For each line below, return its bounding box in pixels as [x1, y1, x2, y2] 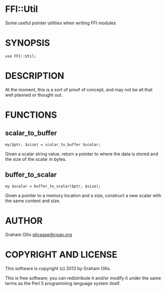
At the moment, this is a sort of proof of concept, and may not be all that [5, 86, 153, 92]
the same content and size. [5, 198, 60, 204]
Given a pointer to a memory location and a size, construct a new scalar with [5, 192, 162, 198]
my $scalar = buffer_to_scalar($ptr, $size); [5, 184, 101, 189]
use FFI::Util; [5, 54, 37, 59]
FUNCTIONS [5, 109, 57, 120]
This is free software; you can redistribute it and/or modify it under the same [5, 275, 161, 281]
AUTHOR [5, 215, 43, 226]
